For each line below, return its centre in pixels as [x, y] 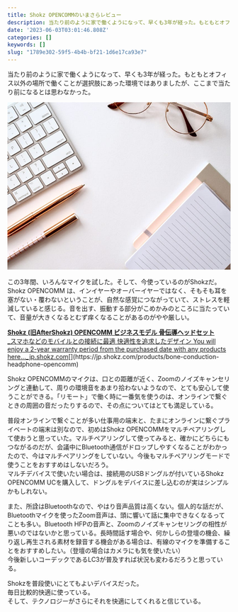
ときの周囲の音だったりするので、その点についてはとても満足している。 [112, 405]
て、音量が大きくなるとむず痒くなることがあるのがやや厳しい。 [100, 317]
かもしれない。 [29, 491]
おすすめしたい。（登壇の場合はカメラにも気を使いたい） [102, 550]
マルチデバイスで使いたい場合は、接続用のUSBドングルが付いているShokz [116, 474]
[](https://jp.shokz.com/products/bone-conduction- [144, 357]
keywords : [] [27, 45]
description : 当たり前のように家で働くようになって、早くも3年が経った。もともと [114, 22]
